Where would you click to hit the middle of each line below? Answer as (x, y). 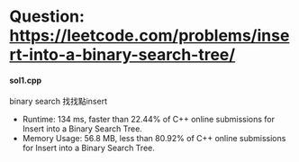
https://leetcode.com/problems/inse (149, 36)
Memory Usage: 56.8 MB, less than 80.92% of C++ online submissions (154, 139)
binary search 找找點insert (59, 102)
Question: (47, 17)
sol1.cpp (26, 80)
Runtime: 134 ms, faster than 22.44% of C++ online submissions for (149, 120)
